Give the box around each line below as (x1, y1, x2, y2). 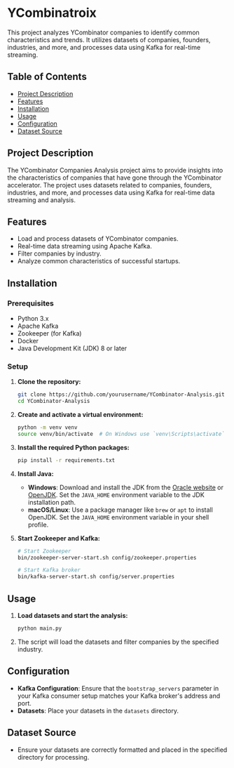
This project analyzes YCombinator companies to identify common (7, 28, 200, 37)
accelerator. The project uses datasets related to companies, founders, (7, 180, 212, 189)
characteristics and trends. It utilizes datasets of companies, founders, (7, 35, 211, 44)
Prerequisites (7, 298, 54, 308)
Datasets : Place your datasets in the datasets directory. (17, 706, 179, 715)
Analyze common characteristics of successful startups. (17, 257, 181, 265)
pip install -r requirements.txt (17, 456, 116, 464)
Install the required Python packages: (17, 443, 130, 451)
